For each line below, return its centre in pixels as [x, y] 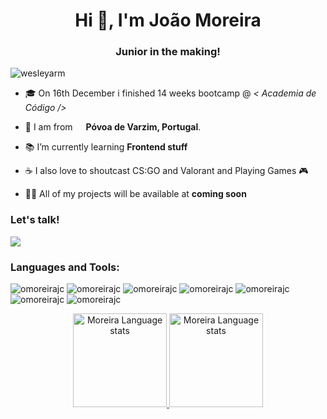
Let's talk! [35, 220]
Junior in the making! [168, 52]
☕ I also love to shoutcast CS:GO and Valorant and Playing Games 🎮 [166, 171]
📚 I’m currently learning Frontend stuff [106, 147]
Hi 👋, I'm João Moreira [168, 20]
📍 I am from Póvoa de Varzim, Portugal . [113, 127]
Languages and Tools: [65, 267]
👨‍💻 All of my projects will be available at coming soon [135, 194]
